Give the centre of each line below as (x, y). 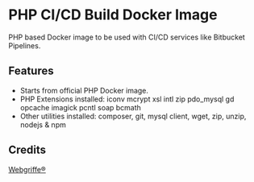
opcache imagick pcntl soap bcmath (80, 107)
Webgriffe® (27, 169)
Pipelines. (25, 45)
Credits (27, 150)
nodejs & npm (43, 124)
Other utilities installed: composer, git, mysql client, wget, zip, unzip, (133, 116)
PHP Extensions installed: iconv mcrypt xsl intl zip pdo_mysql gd (127, 99)
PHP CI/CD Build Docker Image (113, 15)
